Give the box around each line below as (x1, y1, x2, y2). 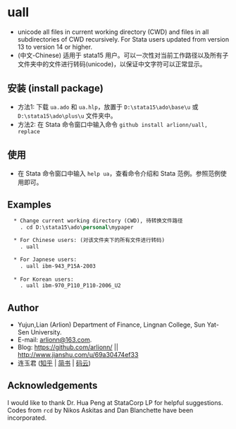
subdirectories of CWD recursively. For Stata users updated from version (17, 35, 230, 43)
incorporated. (7, 413, 47, 422)
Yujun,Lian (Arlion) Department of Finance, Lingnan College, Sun (17, 320, 206, 329)
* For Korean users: (13, 276, 74, 283)
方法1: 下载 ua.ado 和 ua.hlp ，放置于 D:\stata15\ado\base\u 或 (17, 102, 199, 111)
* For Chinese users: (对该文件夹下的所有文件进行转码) (13, 237, 166, 244)
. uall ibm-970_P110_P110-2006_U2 (20, 282, 121, 289)
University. (30, 328, 62, 337)
